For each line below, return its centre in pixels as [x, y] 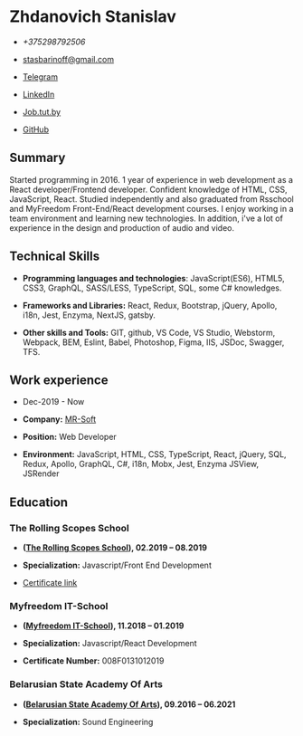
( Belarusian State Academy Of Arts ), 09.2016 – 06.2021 [129, 704]
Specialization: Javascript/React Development [109, 644]
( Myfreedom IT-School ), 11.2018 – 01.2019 [103, 626]
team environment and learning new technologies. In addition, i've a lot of [146, 218]
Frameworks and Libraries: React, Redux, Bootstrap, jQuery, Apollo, [150, 305]
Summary [38, 158]
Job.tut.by [42, 111]
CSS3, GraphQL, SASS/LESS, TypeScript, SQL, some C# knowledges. [152, 288]
